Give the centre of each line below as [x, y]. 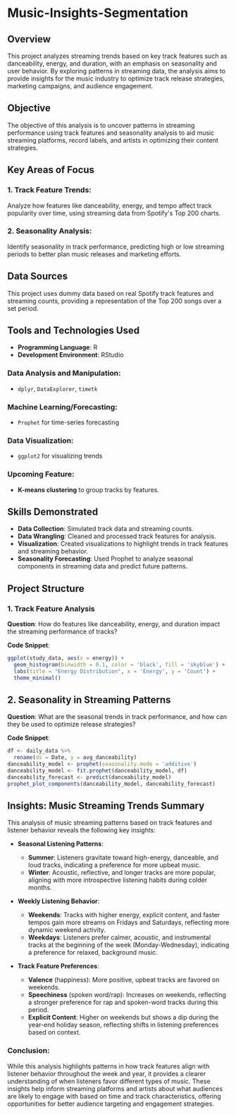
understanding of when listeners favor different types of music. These [109, 1081]
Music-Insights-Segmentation [98, 13]
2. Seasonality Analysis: [50, 231]
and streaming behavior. [52, 551]
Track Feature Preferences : [58, 966]
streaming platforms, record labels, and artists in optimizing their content [113, 140]
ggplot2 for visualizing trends [60, 456]
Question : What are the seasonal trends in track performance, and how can [117, 717]
